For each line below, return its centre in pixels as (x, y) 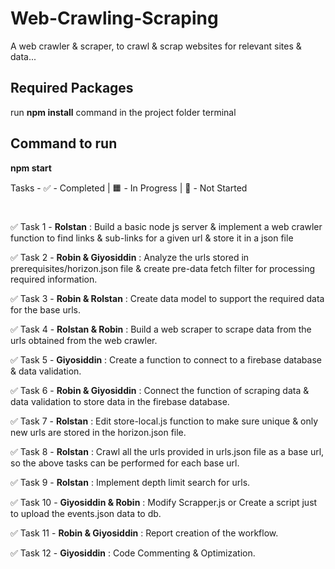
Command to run (64, 143)
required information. (54, 279)
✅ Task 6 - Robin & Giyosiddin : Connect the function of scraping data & (160, 390)
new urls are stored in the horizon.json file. (98, 432)
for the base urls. (45, 309)
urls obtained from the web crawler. (84, 340)
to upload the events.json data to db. (86, 513)
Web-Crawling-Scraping (114, 18)
